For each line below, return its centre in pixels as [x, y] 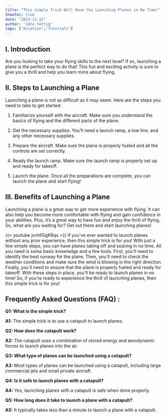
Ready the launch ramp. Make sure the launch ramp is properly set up [85, 161]
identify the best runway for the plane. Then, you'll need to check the [77, 256]
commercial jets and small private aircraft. [49, 371]
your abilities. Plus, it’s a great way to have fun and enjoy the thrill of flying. [83, 220]
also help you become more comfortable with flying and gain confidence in [83, 215]
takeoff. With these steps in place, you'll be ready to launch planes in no [80, 273]
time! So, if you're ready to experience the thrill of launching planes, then [81, 278]
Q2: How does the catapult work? [41, 331]
